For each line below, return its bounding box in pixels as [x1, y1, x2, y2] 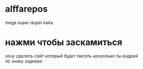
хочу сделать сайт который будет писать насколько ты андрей [5, 53, 138, 59]
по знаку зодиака [5, 58, 43, 64]
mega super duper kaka [5, 20, 53, 25]
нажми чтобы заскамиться [5, 37, 122, 48]
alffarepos [5, 3, 48, 15]
